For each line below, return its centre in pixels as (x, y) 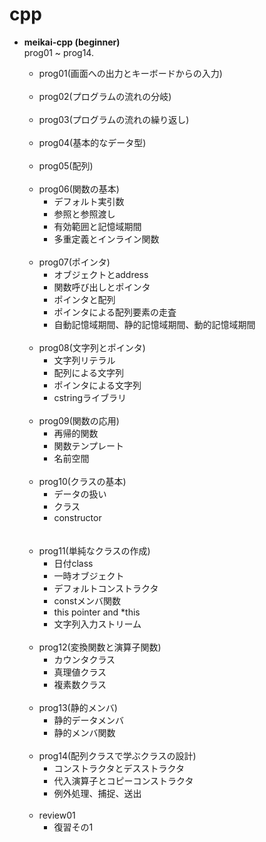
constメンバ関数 (87, 600)
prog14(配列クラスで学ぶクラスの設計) (117, 755)
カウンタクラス (84, 659)
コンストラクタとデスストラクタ (119, 768)
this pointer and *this (97, 612)
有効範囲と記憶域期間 (97, 226)
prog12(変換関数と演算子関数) (100, 647)
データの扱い (80, 494)
